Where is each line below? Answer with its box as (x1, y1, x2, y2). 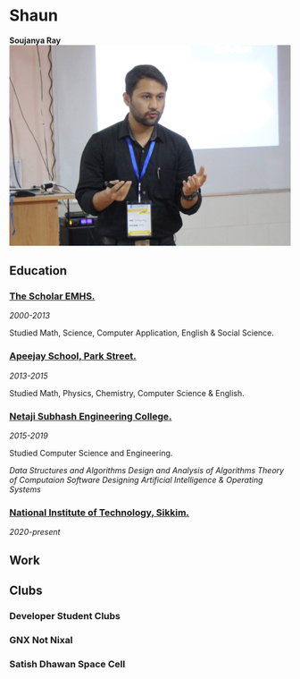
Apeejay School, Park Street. (9, 350, 137, 362)
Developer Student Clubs (9, 610, 121, 623)
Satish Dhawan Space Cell (9, 658, 126, 670)
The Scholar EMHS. (9, 290, 96, 302)
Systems (9, 484, 42, 495)
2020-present (9, 527, 61, 538)
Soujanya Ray (9, 35, 62, 46)
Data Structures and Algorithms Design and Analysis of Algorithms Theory (9, 465, 284, 476)
